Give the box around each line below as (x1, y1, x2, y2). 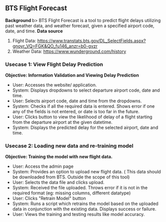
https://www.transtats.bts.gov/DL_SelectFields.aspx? (37, 38, 146, 44)
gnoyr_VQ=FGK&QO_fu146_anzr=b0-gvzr (12, 43, 98, 49)
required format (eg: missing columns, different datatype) (12, 190, 131, 196)
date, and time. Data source (5, 28, 63, 34)
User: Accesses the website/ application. (12, 82, 97, 88)
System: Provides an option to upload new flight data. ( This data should (12, 169, 161, 175)
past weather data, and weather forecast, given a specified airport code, (5, 23, 154, 29)
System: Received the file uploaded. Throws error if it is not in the (12, 185, 148, 191)
